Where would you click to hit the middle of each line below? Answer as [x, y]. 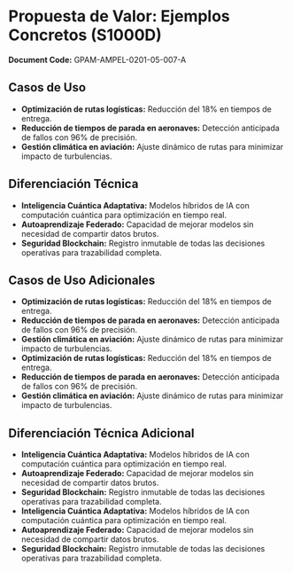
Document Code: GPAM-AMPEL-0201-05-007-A [97, 59]
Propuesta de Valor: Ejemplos [120, 16]
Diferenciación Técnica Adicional [101, 433]
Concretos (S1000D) [85, 35]
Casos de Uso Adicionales [82, 280]
